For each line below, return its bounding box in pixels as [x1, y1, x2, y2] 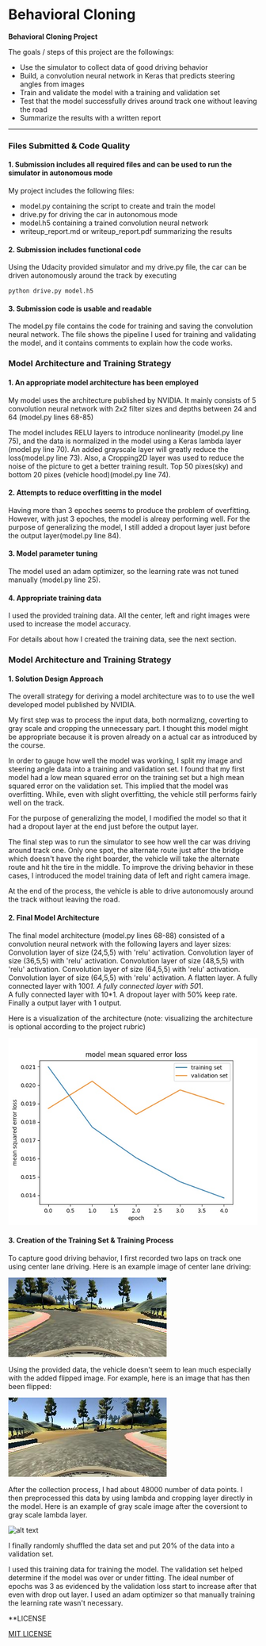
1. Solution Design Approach [8, 674, 104, 683]
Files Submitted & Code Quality [8, 140, 131, 151]
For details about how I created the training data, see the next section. [8, 634, 237, 644]
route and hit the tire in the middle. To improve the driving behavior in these [8, 863, 254, 872]
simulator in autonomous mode [8, 168, 113, 178]
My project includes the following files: [8, 186, 135, 196]
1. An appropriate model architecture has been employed [8, 377, 199, 387]
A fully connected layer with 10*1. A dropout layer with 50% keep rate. [8, 990, 237, 999]
